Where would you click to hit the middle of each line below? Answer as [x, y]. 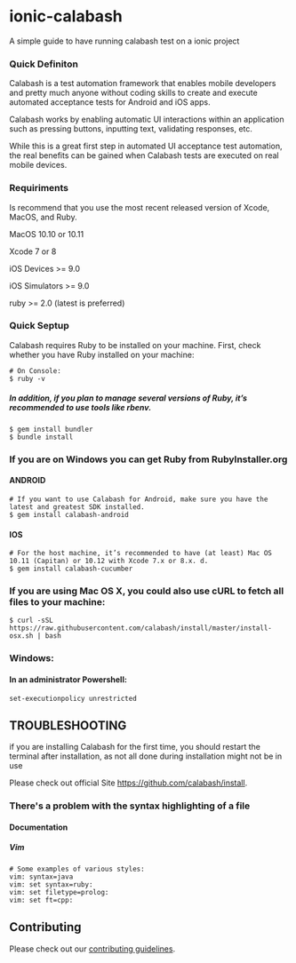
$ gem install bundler [51, 429]
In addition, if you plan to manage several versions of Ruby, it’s [128, 398]
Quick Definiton [44, 64]
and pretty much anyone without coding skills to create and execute [133, 93]
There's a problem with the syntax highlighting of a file [130, 806]
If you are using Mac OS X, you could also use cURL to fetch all [147, 591]
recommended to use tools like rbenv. [80, 408]
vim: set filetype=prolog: [59, 892]
